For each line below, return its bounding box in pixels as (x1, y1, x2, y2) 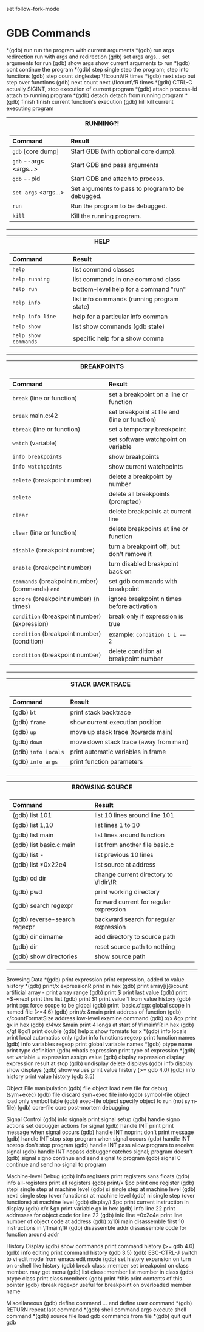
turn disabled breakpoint (108, 559, 179, 568)
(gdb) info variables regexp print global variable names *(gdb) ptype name (6, 1040, 192, 1048)
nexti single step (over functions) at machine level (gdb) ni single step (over (6, 1192, 195, 1199)
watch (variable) (12, 439, 58, 447)
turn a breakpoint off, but (108, 542, 180, 551)
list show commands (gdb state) (72, 322, 165, 331)
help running (12, 276, 50, 283)
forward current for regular (94, 898, 171, 906)
